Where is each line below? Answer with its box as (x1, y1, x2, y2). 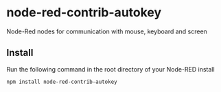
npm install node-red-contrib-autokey (6, 78, 117, 85)
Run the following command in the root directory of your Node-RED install (6, 65, 215, 73)
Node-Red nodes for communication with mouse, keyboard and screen (6, 27, 207, 35)
